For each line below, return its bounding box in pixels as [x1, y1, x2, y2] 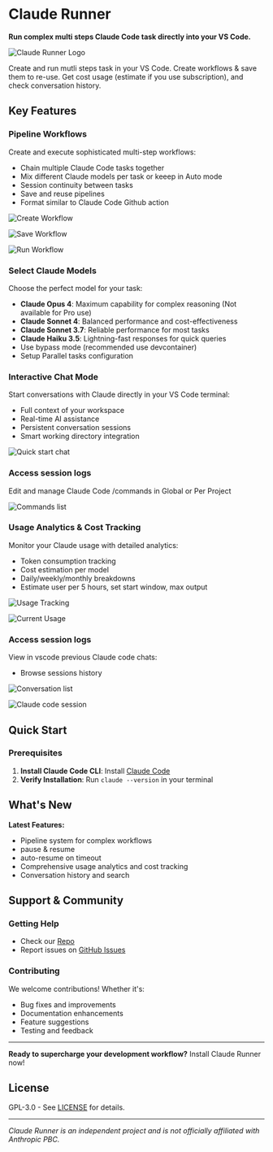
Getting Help [8, 918, 59, 929]
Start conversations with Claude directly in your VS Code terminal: [8, 389, 230, 399]
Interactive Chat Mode [8, 371, 99, 382]
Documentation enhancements [19, 1008, 123, 1018]
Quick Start [8, 723, 67, 737]
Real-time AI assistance [19, 414, 100, 424]
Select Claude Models [8, 265, 97, 276]
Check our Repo [19, 937, 75, 946]
